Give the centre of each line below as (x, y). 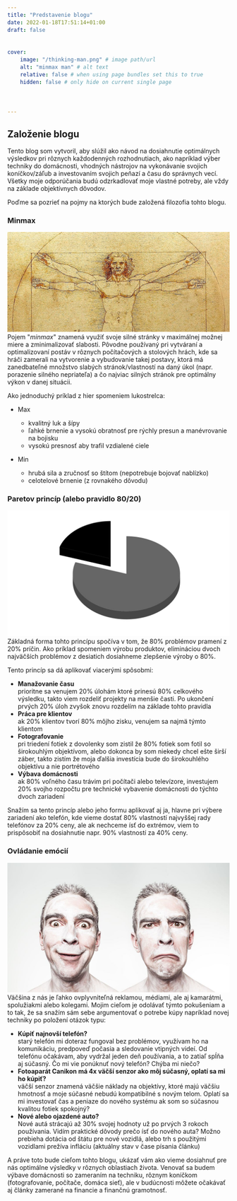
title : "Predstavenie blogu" (50, 15)
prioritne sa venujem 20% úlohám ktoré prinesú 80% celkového (110, 691)
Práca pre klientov (45, 714)
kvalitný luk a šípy (54, 423)
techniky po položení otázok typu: (56, 1020)
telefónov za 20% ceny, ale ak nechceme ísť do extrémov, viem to (103, 825)
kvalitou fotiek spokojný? (54, 1109)
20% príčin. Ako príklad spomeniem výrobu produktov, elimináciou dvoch (114, 649)
